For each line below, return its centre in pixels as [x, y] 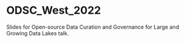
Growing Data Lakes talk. [37, 33]
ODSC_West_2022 [54, 10]
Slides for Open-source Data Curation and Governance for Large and [93, 27]
